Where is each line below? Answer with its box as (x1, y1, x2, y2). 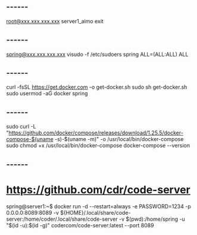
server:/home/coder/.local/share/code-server (6, 215, 118, 223)
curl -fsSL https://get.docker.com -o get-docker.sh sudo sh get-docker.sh (6, 83, 187, 91)
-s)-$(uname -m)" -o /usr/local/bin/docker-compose (54, 136, 184, 143)
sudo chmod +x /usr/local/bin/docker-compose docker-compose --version (6, 142, 190, 149)
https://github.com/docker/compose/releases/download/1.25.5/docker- (8, 129, 183, 136)
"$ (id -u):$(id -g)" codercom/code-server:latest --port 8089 (6, 221, 154, 228)
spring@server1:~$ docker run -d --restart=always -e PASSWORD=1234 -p (6, 202, 192, 210)
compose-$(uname (6, 136, 54, 143)
